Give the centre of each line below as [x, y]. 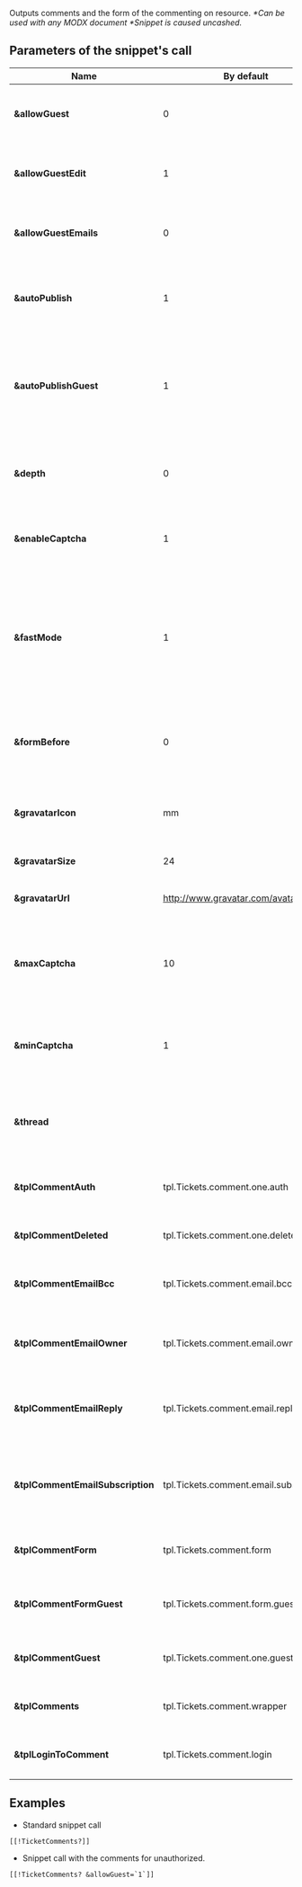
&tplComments [47, 1705]
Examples [37, 1803]
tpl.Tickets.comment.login [218, 1754]
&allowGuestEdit [50, 173]
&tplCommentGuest [57, 1658]
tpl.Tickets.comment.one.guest [228, 1658]
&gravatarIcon [45, 813]
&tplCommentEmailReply [68, 1408]
